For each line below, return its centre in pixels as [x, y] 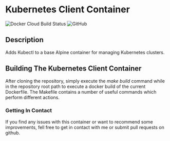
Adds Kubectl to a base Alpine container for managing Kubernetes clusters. [85, 52]
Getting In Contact [29, 111]
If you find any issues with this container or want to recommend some [79, 121]
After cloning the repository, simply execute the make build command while [85, 81]
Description [24, 40]
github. [13, 133]
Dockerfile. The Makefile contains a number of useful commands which [81, 92]
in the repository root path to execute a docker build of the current [75, 86]
